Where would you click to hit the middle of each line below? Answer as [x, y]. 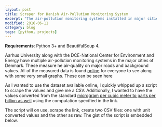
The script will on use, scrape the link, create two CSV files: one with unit [78, 110]
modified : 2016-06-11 [27, 23]
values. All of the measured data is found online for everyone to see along [78, 71]
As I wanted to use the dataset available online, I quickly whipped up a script [81, 85]
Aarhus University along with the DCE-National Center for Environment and [80, 55]
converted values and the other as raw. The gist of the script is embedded [79, 115]
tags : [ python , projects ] [31, 32]
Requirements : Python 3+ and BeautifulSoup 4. [52, 46]
